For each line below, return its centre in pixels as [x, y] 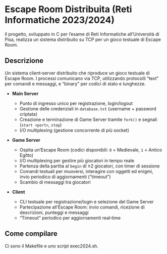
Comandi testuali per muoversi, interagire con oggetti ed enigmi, [86, 171]
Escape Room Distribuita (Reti [68, 9]
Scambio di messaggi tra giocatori [55, 182]
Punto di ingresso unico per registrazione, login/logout [76, 103]
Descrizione [24, 61]
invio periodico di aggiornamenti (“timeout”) [65, 177]
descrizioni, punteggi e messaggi [54, 212]
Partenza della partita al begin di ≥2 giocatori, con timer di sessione [90, 166]
